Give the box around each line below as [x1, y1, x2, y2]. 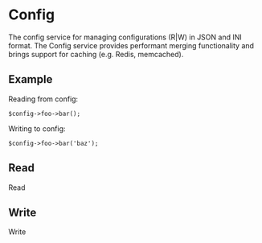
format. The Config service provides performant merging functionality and [8, 40, 255, 50]
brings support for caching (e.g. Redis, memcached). [8, 49, 184, 59]
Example [8, 72, 53, 86]
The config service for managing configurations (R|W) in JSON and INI [8, 32, 243, 42]
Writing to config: [8, 123, 66, 134]
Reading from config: [8, 94, 79, 104]
